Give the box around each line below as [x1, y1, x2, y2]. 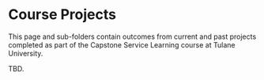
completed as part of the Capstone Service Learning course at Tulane [8, 40, 236, 49]
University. [8, 48, 43, 58]
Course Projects [8, 6, 117, 24]
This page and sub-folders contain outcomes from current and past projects [8, 32, 257, 41]
